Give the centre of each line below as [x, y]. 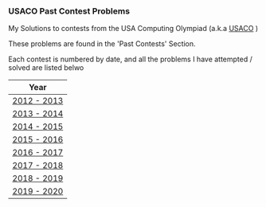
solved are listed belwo [46, 68]
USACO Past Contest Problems [69, 11]
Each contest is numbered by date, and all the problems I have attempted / [131, 59]
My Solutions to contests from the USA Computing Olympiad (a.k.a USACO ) [133, 29]
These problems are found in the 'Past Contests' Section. [102, 44]
